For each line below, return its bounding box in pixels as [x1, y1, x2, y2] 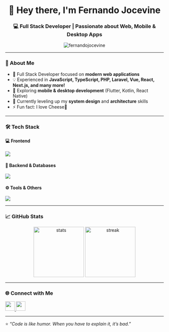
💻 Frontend [5, 138, 31, 144]
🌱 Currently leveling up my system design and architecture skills [12, 98, 148, 104]
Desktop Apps [66, 31, 103, 38]
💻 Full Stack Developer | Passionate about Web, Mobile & [13, 23, 156, 30]
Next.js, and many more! [12, 82, 65, 88]
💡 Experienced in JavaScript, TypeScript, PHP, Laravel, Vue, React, [12, 76, 155, 82]
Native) [12, 93, 28, 99]
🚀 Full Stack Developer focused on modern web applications [12, 71, 140, 77]
